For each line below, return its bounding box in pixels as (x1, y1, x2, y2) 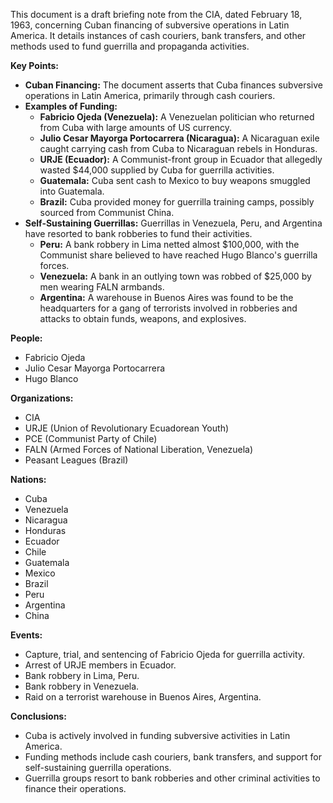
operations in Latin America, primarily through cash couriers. (24, 90, 276, 101)
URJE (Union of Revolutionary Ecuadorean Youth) (24, 422, 230, 434)
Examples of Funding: (24, 100, 118, 112)
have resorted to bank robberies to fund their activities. (24, 228, 253, 239)
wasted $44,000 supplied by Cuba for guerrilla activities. (39, 164, 275, 176)
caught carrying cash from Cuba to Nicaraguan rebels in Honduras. (39, 143, 318, 154)
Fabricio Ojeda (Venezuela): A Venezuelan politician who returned (39, 111, 315, 123)
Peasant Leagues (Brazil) (24, 454, 129, 466)
